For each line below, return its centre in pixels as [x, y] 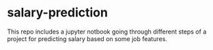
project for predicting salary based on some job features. [87, 38]
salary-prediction [57, 13]
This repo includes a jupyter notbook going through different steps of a [107, 32]
